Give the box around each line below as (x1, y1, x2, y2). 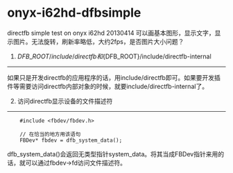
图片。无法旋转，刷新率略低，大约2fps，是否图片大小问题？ (12, 37, 184, 46)
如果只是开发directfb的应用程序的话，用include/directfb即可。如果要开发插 (7, 73, 221, 81)
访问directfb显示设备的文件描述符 (17, 97, 113, 105)
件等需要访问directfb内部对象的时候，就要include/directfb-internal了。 (7, 82, 209, 90)
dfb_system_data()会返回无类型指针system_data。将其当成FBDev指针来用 (7, 149, 218, 158)
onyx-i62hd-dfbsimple (7, 5, 141, 21)
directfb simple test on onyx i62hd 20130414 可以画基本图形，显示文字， (7, 28, 215, 37)
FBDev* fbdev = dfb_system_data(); (19, 137, 123, 144)
